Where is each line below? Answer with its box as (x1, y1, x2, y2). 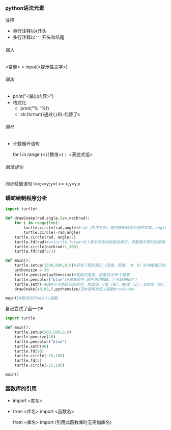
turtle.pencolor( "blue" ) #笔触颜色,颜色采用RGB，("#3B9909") (14, 277, 137, 282)
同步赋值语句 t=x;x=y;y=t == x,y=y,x (5, 181, 80, 187)
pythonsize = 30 (14, 267, 49, 273)
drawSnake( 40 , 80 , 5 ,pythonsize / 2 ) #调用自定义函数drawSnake (14, 286, 135, 291)
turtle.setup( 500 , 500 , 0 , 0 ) (14, 330, 72, 335)
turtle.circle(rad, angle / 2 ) (14, 234, 76, 240)
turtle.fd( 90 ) (14, 348, 44, 354)
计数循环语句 (12, 140, 40, 146)
